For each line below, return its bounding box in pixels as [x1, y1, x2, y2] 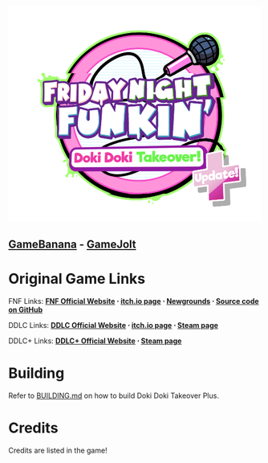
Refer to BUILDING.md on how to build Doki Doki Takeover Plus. [8, 391, 219, 400]
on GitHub [8, 305, 43, 314]
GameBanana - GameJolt [8, 237, 136, 251]
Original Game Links [8, 269, 146, 288]
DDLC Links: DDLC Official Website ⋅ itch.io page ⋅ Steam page [8, 320, 219, 330]
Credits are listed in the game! [8, 445, 108, 455]
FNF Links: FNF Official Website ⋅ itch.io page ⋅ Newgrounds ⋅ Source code [8, 296, 259, 305]
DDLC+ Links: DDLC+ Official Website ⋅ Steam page [8, 336, 182, 346]
